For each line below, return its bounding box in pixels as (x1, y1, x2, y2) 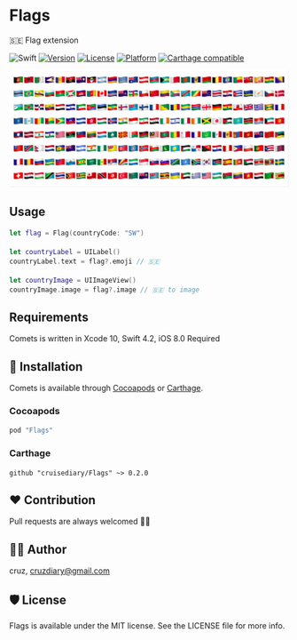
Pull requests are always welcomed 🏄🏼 (9, 516, 151, 527)
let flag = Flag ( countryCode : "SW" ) (9, 228, 145, 238)
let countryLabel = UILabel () (9, 248, 121, 257)
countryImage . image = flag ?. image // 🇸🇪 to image (9, 285, 200, 294)
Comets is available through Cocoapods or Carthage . (9, 383, 204, 394)
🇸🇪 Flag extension (9, 35, 79, 45)
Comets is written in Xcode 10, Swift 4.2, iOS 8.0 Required (9, 333, 221, 344)
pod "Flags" (9, 426, 53, 436)
